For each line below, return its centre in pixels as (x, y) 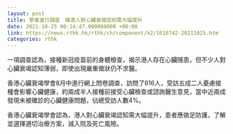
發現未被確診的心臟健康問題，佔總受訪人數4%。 (76, 100)
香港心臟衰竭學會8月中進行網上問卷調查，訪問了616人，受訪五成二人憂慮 (111, 83)
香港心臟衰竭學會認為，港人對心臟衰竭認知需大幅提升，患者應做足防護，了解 (116, 115)
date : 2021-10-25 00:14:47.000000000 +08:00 (72, 26)
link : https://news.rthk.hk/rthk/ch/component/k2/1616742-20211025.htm (113, 33)
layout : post (26, 13)
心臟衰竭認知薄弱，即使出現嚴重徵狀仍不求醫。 (74, 68)
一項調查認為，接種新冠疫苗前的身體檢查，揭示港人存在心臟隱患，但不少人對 (116, 60)
